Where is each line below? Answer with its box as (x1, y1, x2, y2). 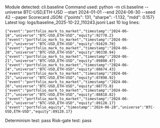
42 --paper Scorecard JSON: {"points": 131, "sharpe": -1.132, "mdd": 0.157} (5, 14, 155, 20)
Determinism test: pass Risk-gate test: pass (5, 118, 92, 123)
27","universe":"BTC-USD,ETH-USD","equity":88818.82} (5, 92, 116, 97)
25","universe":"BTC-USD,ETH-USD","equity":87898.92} (5, 75, 116, 80)
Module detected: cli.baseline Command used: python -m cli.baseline (5, 4, 144, 10)
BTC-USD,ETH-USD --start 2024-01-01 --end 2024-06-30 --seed (23, 9, 156, 15)
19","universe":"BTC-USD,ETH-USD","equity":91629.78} (5, 42, 116, 46)
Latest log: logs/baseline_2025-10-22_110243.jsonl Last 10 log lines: (5, 19, 140, 25)
